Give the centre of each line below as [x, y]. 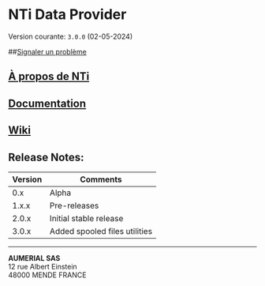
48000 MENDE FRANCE [47, 275]
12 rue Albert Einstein [43, 266]
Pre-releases [75, 205]
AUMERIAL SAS [34, 258]
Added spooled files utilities [101, 231]
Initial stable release [87, 218]
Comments [101, 179]
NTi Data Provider [67, 15]
